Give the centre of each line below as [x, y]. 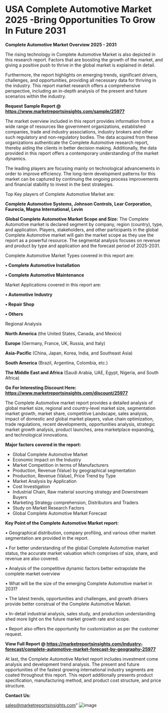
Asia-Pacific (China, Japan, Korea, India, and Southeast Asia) [69, 353]
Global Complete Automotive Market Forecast [59, 513]
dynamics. [16, 158]
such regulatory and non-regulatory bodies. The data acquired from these [81, 137]
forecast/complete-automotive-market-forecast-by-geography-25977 [80, 649]
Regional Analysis [24, 324]
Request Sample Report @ [33, 106]
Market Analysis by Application [44, 481]
